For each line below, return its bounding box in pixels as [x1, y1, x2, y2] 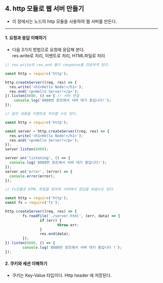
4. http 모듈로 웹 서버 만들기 [5, 4, 84, 13]
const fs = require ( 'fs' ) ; [5, 200, 60, 205]
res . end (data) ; [39, 232, 70, 236]
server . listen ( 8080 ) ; [5, 147, 49, 152]
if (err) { [39, 218, 62, 223]
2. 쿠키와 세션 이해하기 [5, 261, 48, 266]
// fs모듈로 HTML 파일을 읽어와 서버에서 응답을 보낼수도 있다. [5, 187, 115, 192]
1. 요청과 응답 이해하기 [5, 35, 47, 41]
